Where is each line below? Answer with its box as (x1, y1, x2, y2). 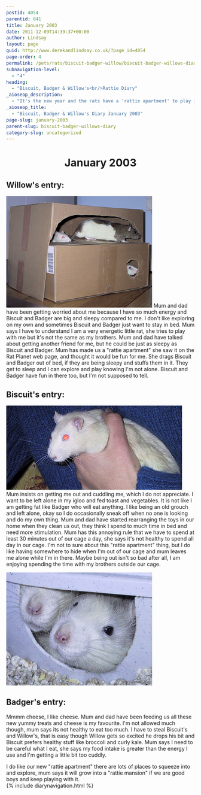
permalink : (6, 60, 33, 66)
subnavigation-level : (6, 66, 60, 72)
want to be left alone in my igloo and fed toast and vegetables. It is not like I (6, 497, 193, 504)
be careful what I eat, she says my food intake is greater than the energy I (6, 745, 188, 752)
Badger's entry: (6, 697, 66, 708)
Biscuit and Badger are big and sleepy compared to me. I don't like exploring (6, 315, 195, 322)
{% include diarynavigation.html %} (6, 782, 94, 789)
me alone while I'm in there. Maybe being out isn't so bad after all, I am (6, 554, 181, 562)
